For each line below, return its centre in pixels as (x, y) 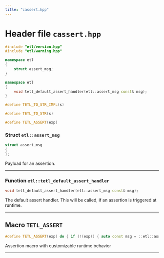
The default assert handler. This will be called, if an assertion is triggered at (81, 200)
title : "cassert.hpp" (27, 10)
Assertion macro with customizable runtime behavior (58, 246)
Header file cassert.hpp (53, 33)
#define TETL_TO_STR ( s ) (29, 114)
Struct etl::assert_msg (32, 135)
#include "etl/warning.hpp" (34, 51)
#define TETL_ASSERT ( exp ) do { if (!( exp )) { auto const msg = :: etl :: (80, 236)
